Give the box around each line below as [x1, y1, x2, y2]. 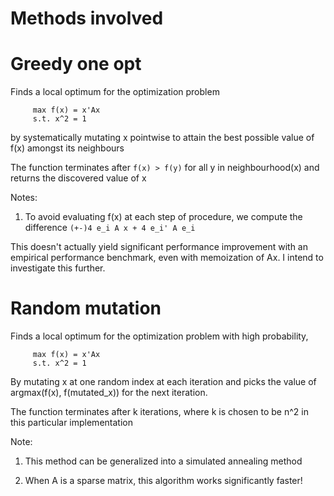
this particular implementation [10, 417, 133, 429]
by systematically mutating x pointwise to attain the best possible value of [10, 132, 315, 144]
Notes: [10, 192, 38, 204]
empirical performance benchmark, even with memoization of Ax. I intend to [10, 252, 324, 264]
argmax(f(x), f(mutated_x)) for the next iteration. [10, 387, 208, 399]
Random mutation [10, 297, 162, 320]
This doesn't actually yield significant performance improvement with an [10, 241, 308, 253]
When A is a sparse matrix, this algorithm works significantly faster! [24, 475, 303, 487]
